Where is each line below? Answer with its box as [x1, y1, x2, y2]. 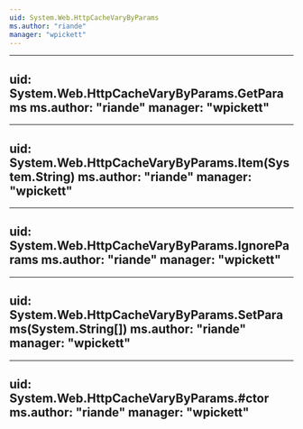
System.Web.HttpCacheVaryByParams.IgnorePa [9, 238, 290, 253]
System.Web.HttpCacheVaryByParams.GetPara [9, 86, 284, 101]
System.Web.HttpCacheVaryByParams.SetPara [9, 307, 284, 323]
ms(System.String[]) [9, 322, 128, 337]
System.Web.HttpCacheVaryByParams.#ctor [9, 391, 270, 406]
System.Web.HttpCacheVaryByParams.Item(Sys [9, 155, 290, 170]
